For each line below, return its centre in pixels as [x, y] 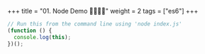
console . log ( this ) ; [43, 37]
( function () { [30, 31]
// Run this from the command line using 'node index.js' [95, 24]
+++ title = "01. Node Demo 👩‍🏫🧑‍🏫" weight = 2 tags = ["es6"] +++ [103, 11]
